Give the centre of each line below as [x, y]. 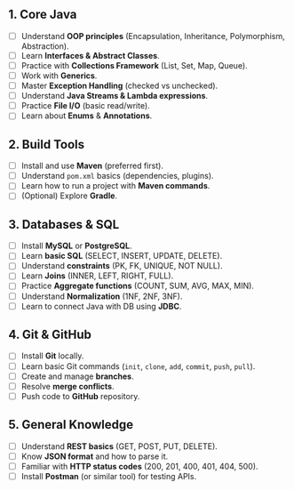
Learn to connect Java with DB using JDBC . [101, 306]
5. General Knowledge [71, 425]
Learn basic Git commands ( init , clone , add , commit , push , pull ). [138, 366]
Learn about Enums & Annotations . [87, 116]
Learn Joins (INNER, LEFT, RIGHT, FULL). [97, 276]
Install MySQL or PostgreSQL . [76, 246]
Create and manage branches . [77, 376]
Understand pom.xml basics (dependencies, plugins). [117, 176]
